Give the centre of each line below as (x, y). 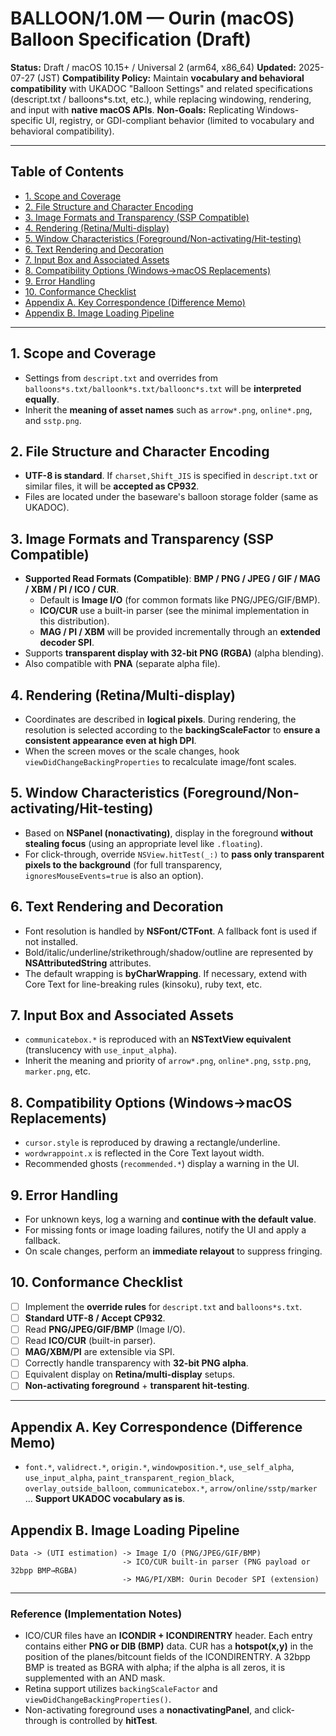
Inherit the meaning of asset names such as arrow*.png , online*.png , (168, 409)
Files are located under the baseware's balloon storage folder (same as (171, 497)
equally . (42, 399)
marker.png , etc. (57, 1071)
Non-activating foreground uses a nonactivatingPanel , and (147, 1710)
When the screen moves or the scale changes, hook (132, 751)
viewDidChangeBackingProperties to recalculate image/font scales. (160, 761)
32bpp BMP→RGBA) (44, 1571)
